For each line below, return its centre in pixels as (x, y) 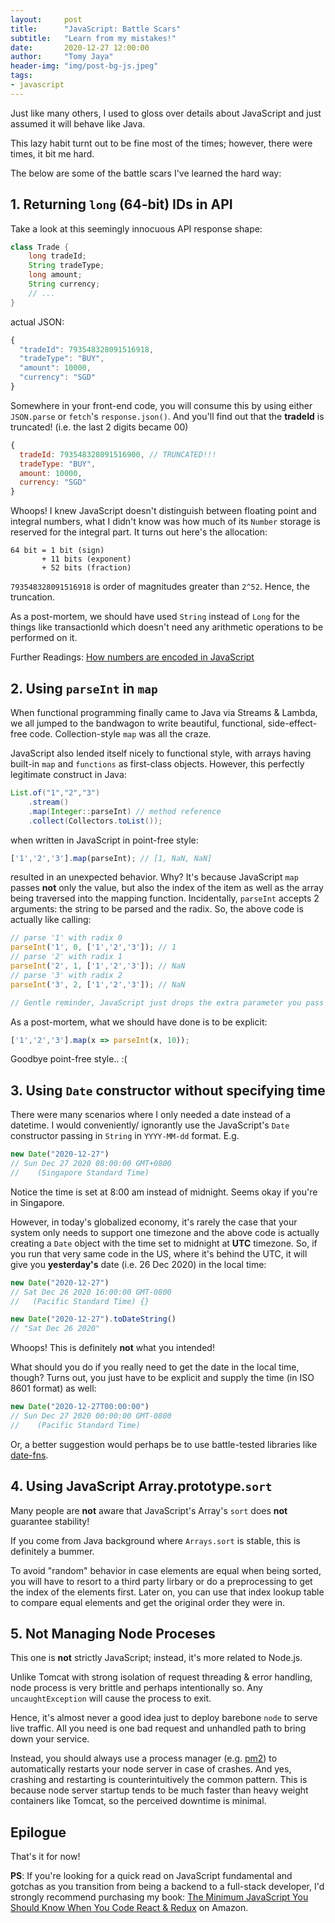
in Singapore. (37, 1202)
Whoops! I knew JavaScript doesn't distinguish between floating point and (163, 511)
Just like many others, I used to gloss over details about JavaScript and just (166, 113)
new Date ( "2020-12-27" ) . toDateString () (93, 1319)
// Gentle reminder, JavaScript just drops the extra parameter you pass (167, 1002)
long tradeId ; (57, 256)
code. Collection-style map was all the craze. (120, 734)
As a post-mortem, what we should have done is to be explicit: (139, 1022)
